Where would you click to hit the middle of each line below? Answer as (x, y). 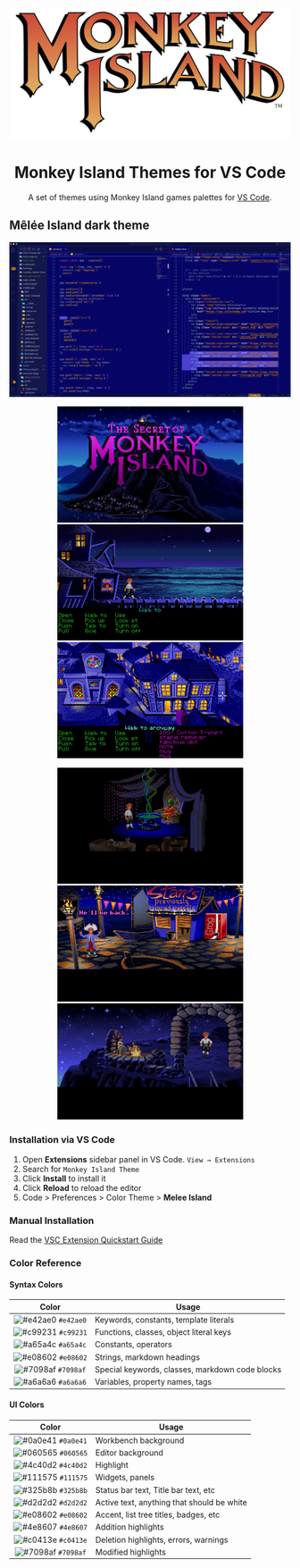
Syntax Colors (36, 1284)
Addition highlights (129, 1527)
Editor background (129, 1452)
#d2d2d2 (73, 1503)
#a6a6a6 (72, 1383)
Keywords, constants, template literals (165, 1320)
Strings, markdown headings (148, 1357)
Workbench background (140, 1440)
